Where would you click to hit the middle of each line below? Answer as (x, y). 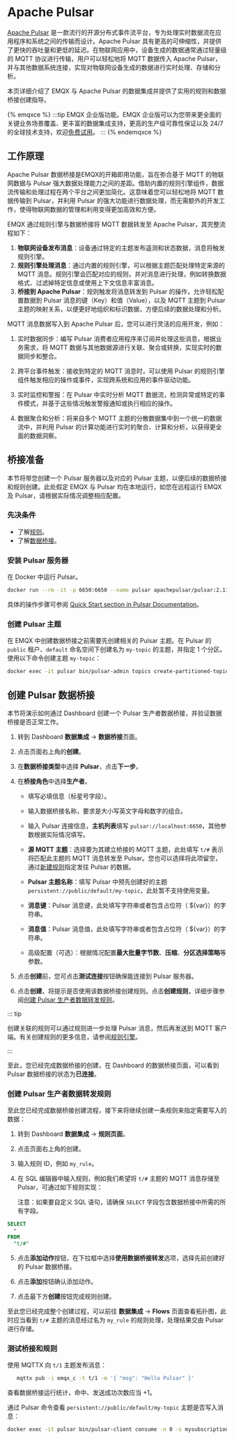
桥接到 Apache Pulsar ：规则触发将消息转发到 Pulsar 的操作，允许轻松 (117, 291)
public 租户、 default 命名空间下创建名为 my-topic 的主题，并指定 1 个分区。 (117, 649)
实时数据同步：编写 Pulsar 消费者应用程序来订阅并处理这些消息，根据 (116, 338)
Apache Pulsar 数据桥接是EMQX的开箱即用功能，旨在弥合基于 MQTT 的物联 (116, 174)
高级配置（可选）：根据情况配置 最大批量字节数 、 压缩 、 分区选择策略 (124, 953)
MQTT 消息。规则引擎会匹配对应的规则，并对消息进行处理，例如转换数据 (122, 274)
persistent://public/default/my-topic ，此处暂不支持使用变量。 (120, 891)
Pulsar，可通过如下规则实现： (60, 1187)
